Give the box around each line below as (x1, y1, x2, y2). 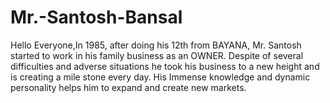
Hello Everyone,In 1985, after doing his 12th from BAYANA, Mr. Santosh (10, 39, 302, 51)
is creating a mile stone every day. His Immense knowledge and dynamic (10, 71, 311, 83)
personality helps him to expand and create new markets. (10, 81, 247, 93)
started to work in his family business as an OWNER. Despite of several (10, 49, 304, 61)
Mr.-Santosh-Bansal (10, 6, 183, 29)
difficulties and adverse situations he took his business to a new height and (10, 60, 320, 72)
